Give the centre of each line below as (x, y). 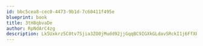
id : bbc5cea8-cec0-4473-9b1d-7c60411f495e (60, 12)
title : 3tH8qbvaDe (29, 23)
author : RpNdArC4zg (31, 28)
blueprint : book (27, 17)
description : (23, 34)
